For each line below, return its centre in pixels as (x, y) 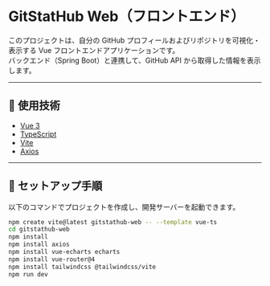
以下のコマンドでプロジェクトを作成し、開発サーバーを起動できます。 (124, 206)
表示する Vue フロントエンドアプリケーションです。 (94, 50)
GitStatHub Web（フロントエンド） (127, 16)
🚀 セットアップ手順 (55, 186)
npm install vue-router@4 (51, 259)
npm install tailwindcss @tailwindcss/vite (82, 267)
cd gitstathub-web (39, 230)
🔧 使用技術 (34, 106)
